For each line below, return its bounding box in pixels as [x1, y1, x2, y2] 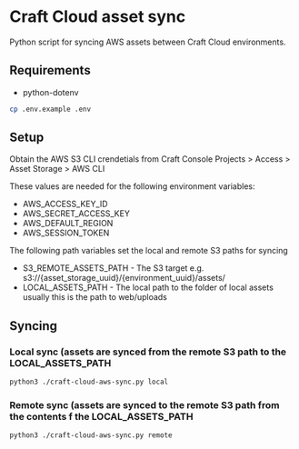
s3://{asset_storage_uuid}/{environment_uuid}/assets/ [22, 273, 225, 284]
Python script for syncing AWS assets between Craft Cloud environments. [9, 36, 286, 47]
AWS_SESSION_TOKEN [22, 227, 110, 238]
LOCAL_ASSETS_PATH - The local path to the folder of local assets [22, 282, 274, 293]
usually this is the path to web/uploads [22, 292, 168, 303]
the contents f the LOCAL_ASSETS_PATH [9, 410, 194, 423]
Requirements [9, 63, 91, 78]
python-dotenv [22, 86, 79, 97]
